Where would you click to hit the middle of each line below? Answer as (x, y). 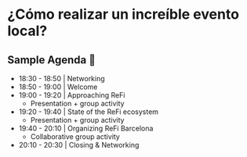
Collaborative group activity (75, 137)
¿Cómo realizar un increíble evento (123, 14)
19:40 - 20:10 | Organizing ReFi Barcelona (86, 128)
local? (27, 31)
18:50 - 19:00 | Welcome (58, 87)
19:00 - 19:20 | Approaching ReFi (72, 95)
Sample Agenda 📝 (51, 60)
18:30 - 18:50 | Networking (62, 78)
